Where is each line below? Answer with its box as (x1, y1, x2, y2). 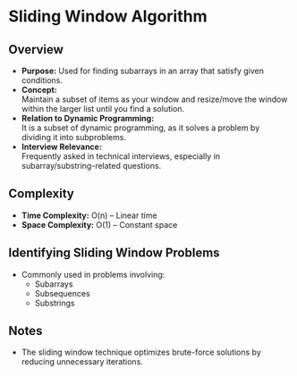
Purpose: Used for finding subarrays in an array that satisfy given (21, 65, 265, 76)
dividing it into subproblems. (21, 132, 127, 142)
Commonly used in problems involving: (21, 269, 165, 280)
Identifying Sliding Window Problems (8, 246, 220, 261)
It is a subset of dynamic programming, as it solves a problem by (21, 122, 260, 133)
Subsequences (34, 288, 90, 298)
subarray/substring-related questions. (21, 161, 162, 171)
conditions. (21, 75, 64, 86)
